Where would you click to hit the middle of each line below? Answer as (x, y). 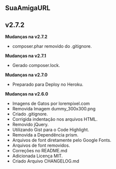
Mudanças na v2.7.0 (26, 75)
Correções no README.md (40, 151)
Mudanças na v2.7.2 (26, 37)
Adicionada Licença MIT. (38, 156)
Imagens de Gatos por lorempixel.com (51, 103)
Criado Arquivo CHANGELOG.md (46, 161)
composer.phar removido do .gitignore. (52, 46)
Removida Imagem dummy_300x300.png (54, 109)
